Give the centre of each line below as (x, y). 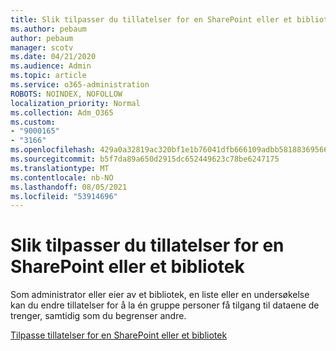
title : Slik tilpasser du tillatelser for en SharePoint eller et (151, 19)
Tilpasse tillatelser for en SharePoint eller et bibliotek (119, 335)
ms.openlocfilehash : (53, 150)
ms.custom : (33, 122)
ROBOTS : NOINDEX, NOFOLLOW (66, 94)
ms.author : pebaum (48, 29)
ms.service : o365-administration (80, 85)
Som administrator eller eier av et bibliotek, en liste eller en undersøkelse (160, 295)
